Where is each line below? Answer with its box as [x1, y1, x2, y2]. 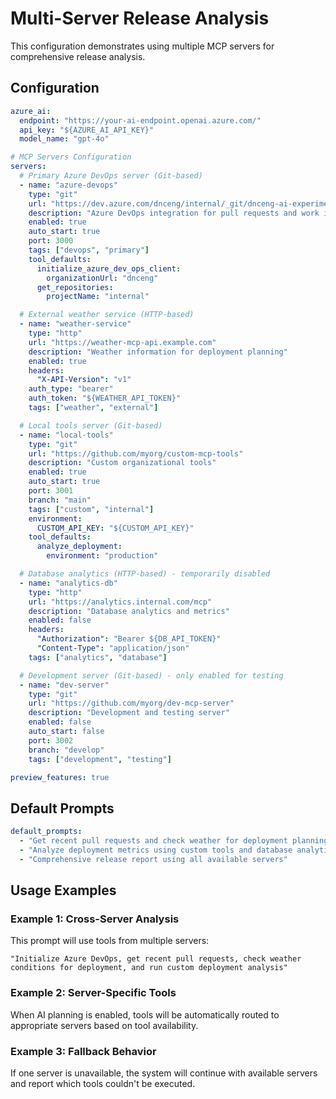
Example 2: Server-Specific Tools [10, 986, 177, 1000]
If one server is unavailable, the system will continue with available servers [10, 1067, 318, 1079]
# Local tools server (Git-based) [19, 420, 163, 431]
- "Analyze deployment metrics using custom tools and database [19, 845, 293, 855]
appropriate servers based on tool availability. [10, 1019, 199, 1031]
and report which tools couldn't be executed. [10, 1077, 196, 1089]
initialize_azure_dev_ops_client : [36, 263, 182, 274]
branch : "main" [28, 495, 92, 505]
